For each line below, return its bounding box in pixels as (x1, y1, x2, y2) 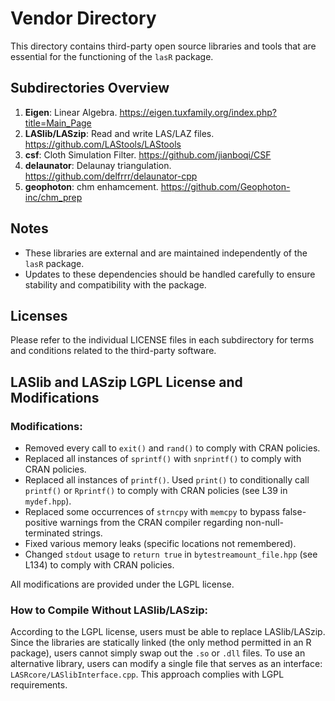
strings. (71, 527, 103, 539)
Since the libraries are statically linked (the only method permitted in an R (10, 637, 312, 649)
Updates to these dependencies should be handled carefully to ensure (24, 268, 316, 280)
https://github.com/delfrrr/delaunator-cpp (24, 170, 198, 182)
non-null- (244, 517, 284, 529)
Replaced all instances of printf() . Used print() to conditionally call (24, 474, 310, 486)
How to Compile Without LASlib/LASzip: (10, 603, 209, 617)
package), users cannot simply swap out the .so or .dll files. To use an (10, 647, 306, 659)
